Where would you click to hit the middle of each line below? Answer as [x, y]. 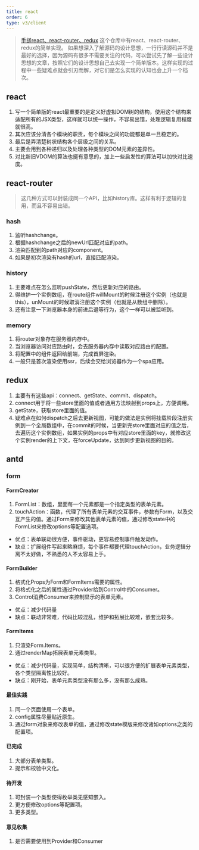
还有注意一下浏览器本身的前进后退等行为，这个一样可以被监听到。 [96, 309]
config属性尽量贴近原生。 [46, 717]
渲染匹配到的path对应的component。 [60, 250]
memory [19, 325]
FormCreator [22, 490]
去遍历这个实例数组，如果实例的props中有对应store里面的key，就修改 [100, 432]
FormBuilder [22, 568]
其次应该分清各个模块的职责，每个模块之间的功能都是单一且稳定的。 [98, 134]
